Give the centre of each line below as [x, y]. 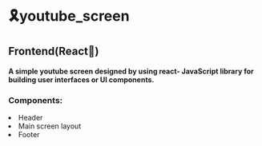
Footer [29, 135]
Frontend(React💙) [54, 51]
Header [31, 118]
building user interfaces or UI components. [81, 80]
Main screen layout [50, 126]
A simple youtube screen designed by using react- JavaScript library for [131, 71]
